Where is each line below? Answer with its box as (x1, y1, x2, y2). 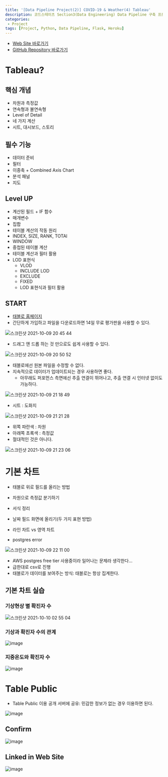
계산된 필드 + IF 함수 (12, 208, 52, 214)
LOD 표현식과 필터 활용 (19, 284, 65, 290)
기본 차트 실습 (5, 586, 45, 595)
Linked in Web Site (5, 752, 64, 761)
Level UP (5, 194, 33, 203)
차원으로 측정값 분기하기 (12, 494, 60, 500)
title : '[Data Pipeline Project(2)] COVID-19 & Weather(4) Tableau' (5, 7, 151, 13)
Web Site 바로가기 (12, 41, 48, 47)
